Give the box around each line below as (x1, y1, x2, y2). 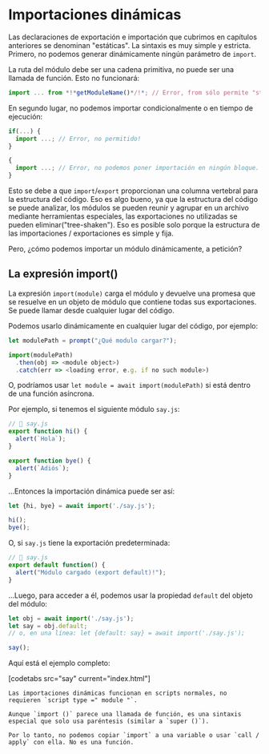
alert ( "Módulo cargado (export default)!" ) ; (15, 568, 167, 576)
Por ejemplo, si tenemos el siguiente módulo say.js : (8, 405, 180, 414)
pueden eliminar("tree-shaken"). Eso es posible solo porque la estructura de (8, 220, 260, 230)
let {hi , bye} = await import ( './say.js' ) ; (8, 502, 156, 510)
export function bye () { (8, 457, 91, 465)
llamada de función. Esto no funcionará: (8, 73, 140, 83)
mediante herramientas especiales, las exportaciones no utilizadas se (8, 212, 238, 221)
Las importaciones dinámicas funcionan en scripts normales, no (8, 689, 227, 698)
